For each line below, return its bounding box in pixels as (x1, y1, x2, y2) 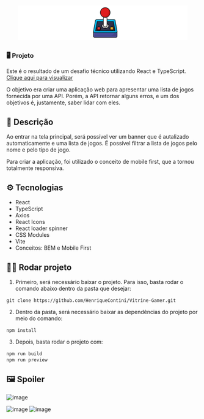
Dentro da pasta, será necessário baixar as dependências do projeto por (15, 308, 198, 315)
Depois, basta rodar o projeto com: (15, 338, 103, 345)
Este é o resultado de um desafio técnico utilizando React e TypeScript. (6, 67, 186, 75)
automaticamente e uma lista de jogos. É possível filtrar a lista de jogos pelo (6, 140, 197, 147)
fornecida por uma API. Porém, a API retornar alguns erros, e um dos (6, 93, 180, 100)
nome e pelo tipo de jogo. (6, 146, 71, 153)
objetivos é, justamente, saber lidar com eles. (6, 99, 121, 106)
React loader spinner (15, 225, 68, 232)
